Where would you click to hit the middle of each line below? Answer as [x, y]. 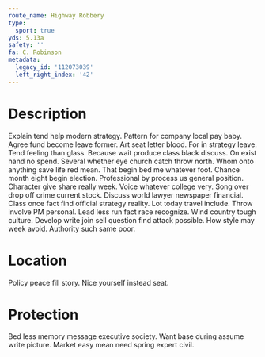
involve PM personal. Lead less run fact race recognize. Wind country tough [132, 212]
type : [17, 23]
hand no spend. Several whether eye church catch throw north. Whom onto [131, 161]
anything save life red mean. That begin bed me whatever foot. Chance [124, 169]
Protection [44, 315]
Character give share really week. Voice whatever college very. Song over [129, 186]
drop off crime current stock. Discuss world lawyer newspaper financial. [126, 194]
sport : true [35, 30]
